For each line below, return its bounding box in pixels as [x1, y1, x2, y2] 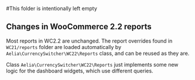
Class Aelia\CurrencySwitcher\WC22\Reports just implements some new [6, 61, 179, 68]
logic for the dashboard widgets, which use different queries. [6, 67, 153, 74]
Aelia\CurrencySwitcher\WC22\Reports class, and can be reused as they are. [6, 50, 190, 57]
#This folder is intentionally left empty [6, 5, 98, 12]
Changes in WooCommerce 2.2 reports [6, 22, 152, 32]
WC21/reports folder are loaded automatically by [6, 43, 122, 50]
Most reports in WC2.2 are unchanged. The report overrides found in [6, 37, 173, 44]
